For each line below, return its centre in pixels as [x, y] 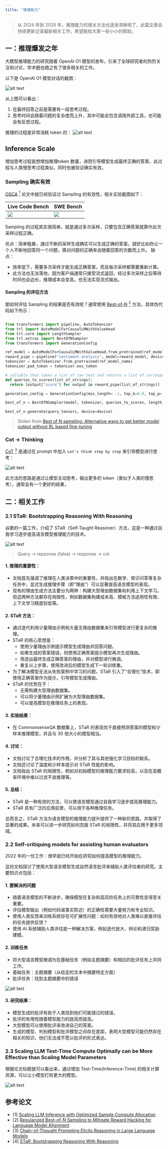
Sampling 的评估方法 [27, 292]
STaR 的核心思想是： [34, 640]
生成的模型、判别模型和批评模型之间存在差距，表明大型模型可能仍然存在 [87, 1031]
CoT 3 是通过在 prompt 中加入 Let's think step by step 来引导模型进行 [79, 451]
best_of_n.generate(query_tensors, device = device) [59, 412]
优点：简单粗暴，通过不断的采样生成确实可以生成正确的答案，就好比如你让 [82, 244]
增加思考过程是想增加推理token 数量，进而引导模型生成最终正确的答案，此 [82, 162]
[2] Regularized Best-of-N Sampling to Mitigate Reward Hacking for [82, 1120]
